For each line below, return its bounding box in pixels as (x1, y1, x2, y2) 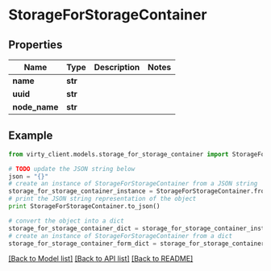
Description (94, 62, 140, 73)
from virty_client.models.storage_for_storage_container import (8, 150, 229, 158)
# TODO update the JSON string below (8, 165, 135, 173)
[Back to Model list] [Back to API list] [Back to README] (8, 254, 194, 264)
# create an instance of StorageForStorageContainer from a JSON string (8, 180, 258, 188)
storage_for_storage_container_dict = (8, 224, 139, 232)
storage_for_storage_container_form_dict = (8, 240, 157, 248)
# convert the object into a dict (8, 216, 125, 225)
